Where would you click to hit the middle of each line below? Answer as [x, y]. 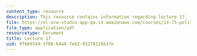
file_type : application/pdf [40, 28]
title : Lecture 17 [28, 38]
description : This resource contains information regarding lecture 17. [97, 17]
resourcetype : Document [35, 33]
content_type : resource [35, 11]
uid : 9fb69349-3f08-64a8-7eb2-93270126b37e [60, 44]
